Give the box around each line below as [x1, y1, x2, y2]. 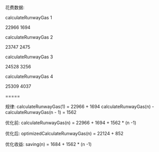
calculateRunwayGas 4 [5, 73, 53, 80]
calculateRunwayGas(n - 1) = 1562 [5, 109, 77, 115]
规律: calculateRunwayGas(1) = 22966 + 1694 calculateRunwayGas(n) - [5, 103, 154, 109]
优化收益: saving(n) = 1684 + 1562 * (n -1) [5, 141, 92, 147]
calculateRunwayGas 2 [5, 34, 53, 40]
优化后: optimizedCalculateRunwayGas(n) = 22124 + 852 [5, 131, 124, 136]
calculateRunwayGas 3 [5, 54, 53, 60]
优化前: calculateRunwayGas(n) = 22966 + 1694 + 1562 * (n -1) [5, 120, 137, 126]
